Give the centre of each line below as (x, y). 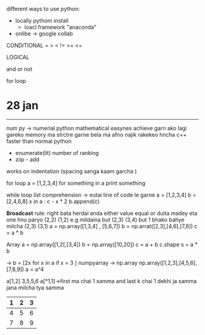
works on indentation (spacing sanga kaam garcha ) (72, 171)
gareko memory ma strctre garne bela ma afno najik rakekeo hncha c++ (97, 134)
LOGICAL (18, 57)
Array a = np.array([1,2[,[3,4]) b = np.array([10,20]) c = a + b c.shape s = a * (102, 244)
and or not (19, 69)
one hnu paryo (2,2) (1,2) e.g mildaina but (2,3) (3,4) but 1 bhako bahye (95, 220)
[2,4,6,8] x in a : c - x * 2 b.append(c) (53, 201)
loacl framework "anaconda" (60, 27)
